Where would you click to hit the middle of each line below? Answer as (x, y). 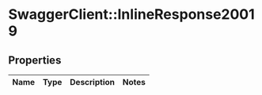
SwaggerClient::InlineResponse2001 (131, 15)
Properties (35, 60)
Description (92, 82)
